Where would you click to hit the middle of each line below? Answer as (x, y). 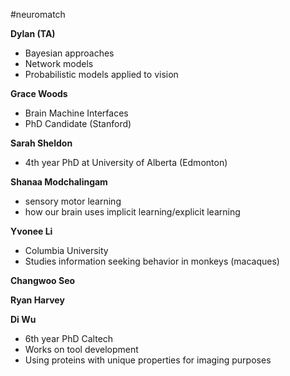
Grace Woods (39, 93)
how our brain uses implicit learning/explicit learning (132, 212)
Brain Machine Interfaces (76, 113)
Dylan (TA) (33, 33)
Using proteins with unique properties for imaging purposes (148, 360)
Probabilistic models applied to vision (101, 74)
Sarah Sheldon (41, 143)
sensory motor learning (73, 201)
